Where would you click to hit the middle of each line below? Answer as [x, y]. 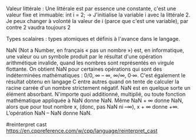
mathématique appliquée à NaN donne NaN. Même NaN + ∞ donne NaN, [95, 100]
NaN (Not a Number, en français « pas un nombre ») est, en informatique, [95, 50]
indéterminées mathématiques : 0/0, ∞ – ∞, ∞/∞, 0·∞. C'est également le [96, 75]
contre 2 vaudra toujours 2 [38, 27]
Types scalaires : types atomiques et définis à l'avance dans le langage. [93, 39]
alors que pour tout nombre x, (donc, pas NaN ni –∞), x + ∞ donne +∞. [93, 107]
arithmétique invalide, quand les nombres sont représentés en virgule [90, 63]
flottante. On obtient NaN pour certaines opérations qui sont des [84, 69]
